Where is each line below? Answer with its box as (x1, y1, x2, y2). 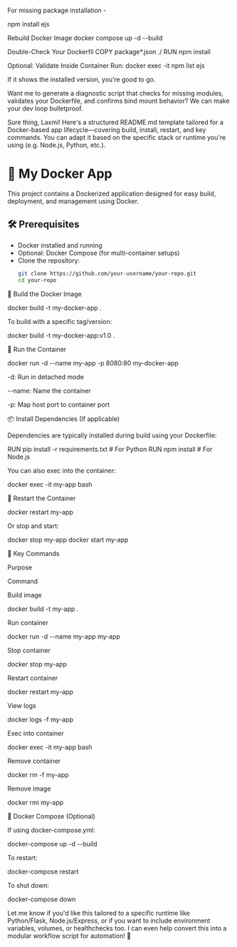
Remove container (7, 756, 61, 765)
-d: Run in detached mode (7, 373, 84, 381)
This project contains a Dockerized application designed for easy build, (7, 189, 216, 198)
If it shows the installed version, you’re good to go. (7, 75, 156, 83)
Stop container (7, 646, 51, 654)
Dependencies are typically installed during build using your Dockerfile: (7, 431, 217, 440)
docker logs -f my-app (7, 715, 73, 724)
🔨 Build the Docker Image (7, 289, 82, 298)
